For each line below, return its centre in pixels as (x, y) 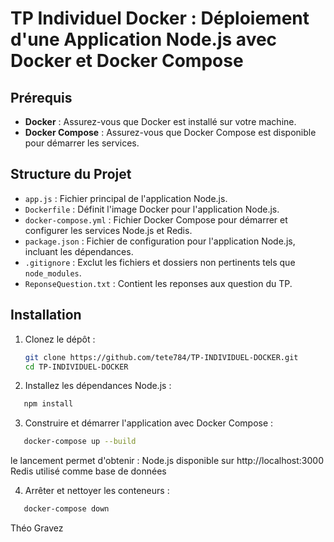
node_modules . (53, 273)
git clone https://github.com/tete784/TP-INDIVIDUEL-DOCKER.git (161, 357)
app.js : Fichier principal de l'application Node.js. (126, 198)
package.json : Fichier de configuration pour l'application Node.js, (160, 241)
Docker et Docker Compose (127, 61)
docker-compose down (66, 509)
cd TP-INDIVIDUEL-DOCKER (76, 367)
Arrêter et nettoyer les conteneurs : (97, 491)
